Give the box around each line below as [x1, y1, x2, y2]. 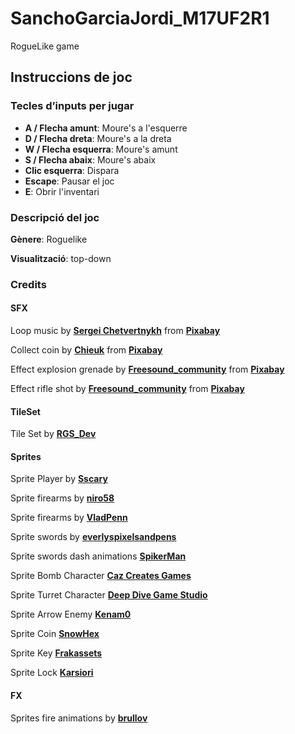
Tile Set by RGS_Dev [10, 428, 97, 440]
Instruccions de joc [10, 69, 133, 86]
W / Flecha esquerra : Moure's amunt [24, 143, 178, 155]
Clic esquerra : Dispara [24, 164, 120, 176]
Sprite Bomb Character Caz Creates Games [10, 570, 192, 582]
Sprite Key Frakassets [10, 647, 103, 659]
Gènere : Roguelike [10, 233, 88, 245]
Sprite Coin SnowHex [10, 628, 100, 640]
